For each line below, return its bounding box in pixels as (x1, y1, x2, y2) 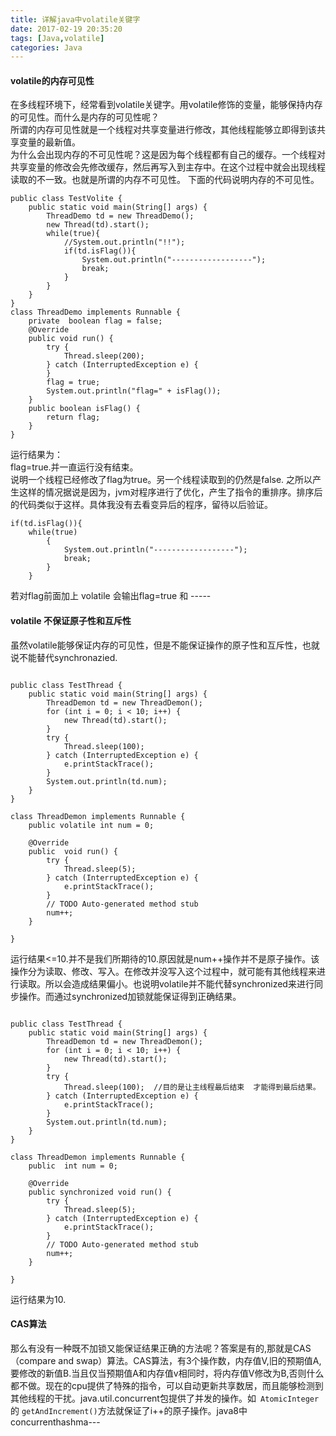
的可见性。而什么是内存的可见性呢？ (10, 111, 160, 123)
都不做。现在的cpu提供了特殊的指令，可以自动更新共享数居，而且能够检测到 (10, 1379, 324, 1391)
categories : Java (10, 42, 83, 53)
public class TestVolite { (10, 194, 123, 204)
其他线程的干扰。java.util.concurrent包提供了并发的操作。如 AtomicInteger (10, 1392, 320, 1404)
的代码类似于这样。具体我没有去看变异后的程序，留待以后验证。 (10, 499, 273, 511)
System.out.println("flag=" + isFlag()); (46, 386, 222, 396)
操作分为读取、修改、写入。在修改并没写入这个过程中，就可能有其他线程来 (10, 965, 317, 977)
